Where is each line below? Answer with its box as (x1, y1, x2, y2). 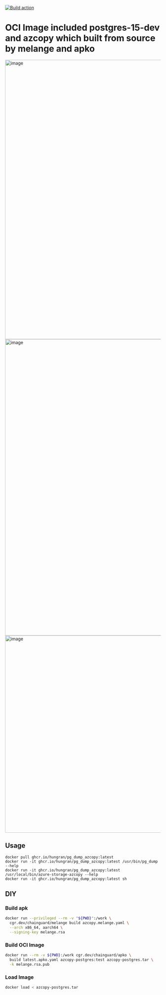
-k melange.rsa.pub (9, 962, 50, 967)
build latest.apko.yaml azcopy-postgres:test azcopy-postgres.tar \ (9, 957, 154, 962)
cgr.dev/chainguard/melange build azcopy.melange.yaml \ (9, 921, 129, 926)
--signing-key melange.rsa (9, 930, 65, 935)
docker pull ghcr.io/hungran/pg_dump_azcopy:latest (5, 855, 114, 860)
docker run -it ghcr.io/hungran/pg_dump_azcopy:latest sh (5, 876, 127, 881)
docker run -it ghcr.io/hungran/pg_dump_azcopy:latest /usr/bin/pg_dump (5, 859, 158, 864)
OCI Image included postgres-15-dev (5, 22, 160, 33)
